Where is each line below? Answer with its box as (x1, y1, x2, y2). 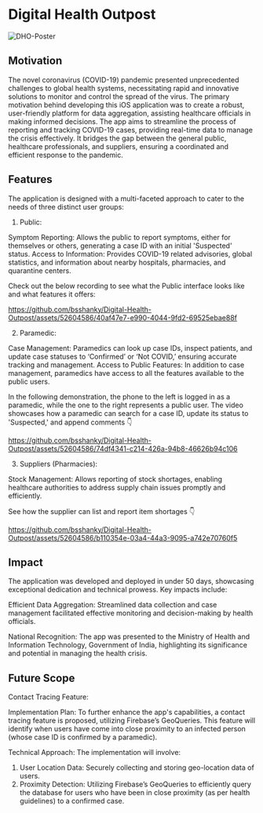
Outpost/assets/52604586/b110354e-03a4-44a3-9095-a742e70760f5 (8, 533, 238, 542)
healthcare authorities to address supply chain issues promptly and (8, 483, 226, 492)
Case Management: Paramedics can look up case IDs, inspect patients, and (8, 343, 253, 352)
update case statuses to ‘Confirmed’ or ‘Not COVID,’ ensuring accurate (8, 352, 237, 361)
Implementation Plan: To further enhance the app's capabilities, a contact (8, 708, 246, 717)
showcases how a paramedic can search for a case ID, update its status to (8, 408, 249, 417)
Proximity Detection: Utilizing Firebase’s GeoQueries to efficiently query (19, 779, 251, 789)
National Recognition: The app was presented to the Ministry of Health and (8, 632, 250, 641)
